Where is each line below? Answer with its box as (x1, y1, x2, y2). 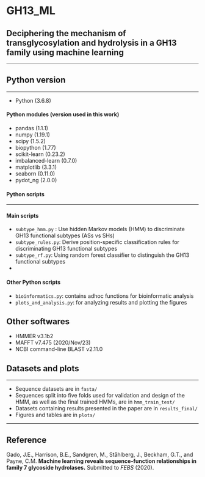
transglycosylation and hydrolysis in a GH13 (6, 37, 177, 48)
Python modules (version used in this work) (6, 111, 120, 118)
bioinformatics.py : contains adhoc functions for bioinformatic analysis (15, 292, 194, 300)
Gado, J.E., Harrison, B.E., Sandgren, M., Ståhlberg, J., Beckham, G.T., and (6, 451, 193, 459)
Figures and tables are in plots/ (15, 411, 96, 419)
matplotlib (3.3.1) (15, 163, 57, 171)
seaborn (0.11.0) (15, 170, 56, 177)
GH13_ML (6, 4, 56, 18)
